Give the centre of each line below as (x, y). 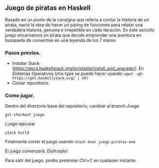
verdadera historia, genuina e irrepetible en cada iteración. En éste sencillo (80, 30)
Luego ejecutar (20, 124)
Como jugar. (20, 95)
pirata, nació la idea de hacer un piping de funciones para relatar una (74, 25)
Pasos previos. (23, 53)
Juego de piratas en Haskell (48, 8)
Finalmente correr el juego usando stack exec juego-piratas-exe (70, 142)
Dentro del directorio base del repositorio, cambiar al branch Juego (72, 106)
